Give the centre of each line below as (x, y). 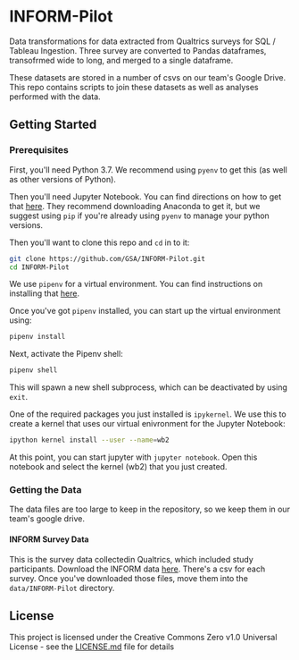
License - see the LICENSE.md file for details (92, 647)
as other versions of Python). (62, 179)
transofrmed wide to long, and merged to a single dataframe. (121, 60)
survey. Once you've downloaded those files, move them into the (129, 578)
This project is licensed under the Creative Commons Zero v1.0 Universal (143, 638)
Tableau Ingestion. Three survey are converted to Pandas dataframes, (138, 50)
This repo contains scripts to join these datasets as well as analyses (134, 87)
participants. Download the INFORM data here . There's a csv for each (137, 569)
